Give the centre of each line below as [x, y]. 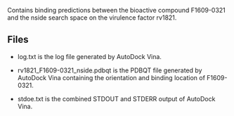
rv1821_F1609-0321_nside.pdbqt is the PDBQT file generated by [110, 70]
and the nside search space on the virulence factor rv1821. [92, 18]
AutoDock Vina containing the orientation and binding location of [111, 77]
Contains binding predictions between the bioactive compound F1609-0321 [117, 10]
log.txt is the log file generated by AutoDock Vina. [89, 56]
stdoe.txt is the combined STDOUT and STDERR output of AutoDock [116, 98]
